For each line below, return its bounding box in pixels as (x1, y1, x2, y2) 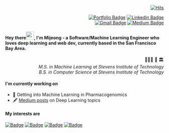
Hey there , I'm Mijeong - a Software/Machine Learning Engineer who (5, 34, 160, 40)
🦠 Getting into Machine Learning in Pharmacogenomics (12, 91, 127, 97)
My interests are (5, 110, 40, 116)
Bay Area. (5, 45, 26, 51)
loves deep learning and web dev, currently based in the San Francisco (5, 40, 156, 46)
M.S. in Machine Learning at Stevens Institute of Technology (38, 64, 164, 70)
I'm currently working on (5, 80, 58, 86)
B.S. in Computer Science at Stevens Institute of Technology (38, 69, 164, 75)
